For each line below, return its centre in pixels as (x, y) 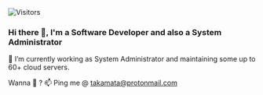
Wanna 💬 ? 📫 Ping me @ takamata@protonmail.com (93, 83)
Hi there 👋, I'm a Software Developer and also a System (115, 32)
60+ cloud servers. (39, 67)
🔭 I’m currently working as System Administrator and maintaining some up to (132, 59)
